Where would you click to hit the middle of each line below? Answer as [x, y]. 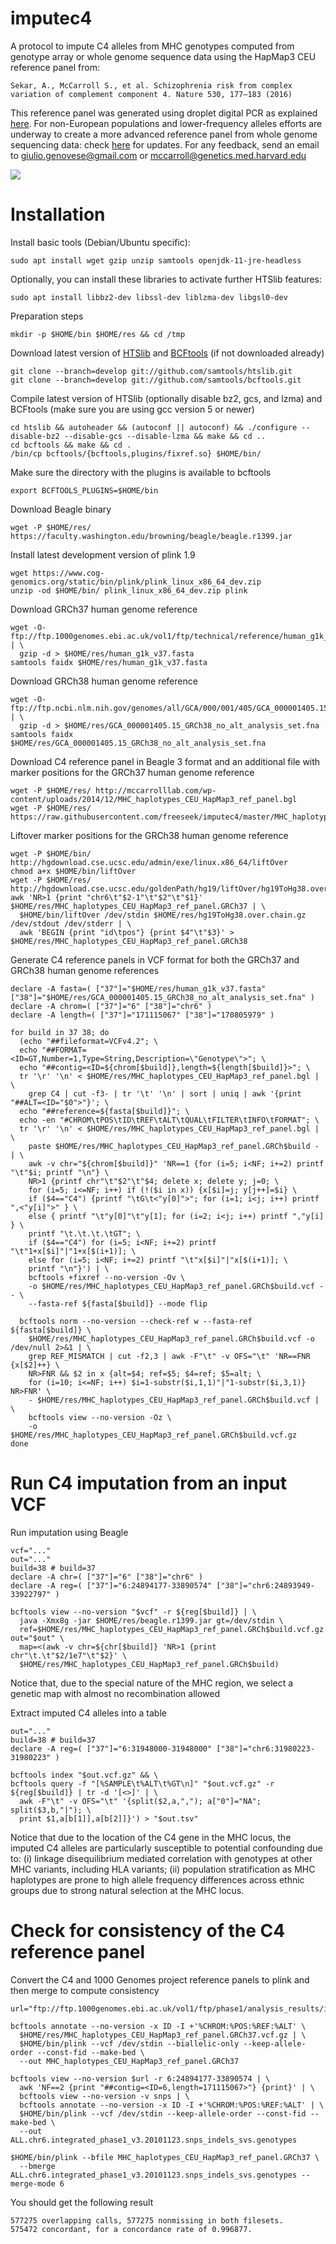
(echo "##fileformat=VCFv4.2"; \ [89, 1041]
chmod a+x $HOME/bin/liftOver [73, 871]
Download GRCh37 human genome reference [104, 609]
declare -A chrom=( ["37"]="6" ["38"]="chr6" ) [111, 1006]
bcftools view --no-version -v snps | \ [104, 2096]
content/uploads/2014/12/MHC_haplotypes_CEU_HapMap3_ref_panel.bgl [154, 799]
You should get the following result [82, 2202]
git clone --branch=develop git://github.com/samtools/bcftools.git [156, 380]
